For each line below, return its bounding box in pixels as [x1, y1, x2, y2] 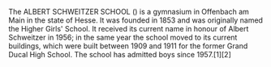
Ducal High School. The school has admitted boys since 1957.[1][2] [8, 50, 231, 59]
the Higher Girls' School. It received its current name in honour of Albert [8, 24, 249, 33]
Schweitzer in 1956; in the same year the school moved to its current [8, 32, 238, 42]
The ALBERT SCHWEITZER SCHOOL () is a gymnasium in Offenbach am [8, 7, 250, 16]
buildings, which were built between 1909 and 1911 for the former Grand [8, 41, 248, 51]
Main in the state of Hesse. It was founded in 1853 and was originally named [8, 15, 264, 25]
